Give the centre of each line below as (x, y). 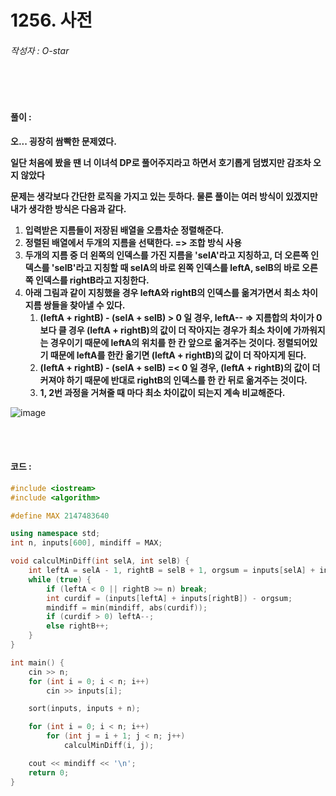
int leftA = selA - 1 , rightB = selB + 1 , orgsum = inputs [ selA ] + (172, 571)
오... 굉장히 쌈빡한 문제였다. (63, 141)
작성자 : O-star (40, 50)
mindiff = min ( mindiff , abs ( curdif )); (127, 607)
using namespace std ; (55, 534)
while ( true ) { (60, 579)
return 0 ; (49, 772)
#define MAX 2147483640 (60, 516)
